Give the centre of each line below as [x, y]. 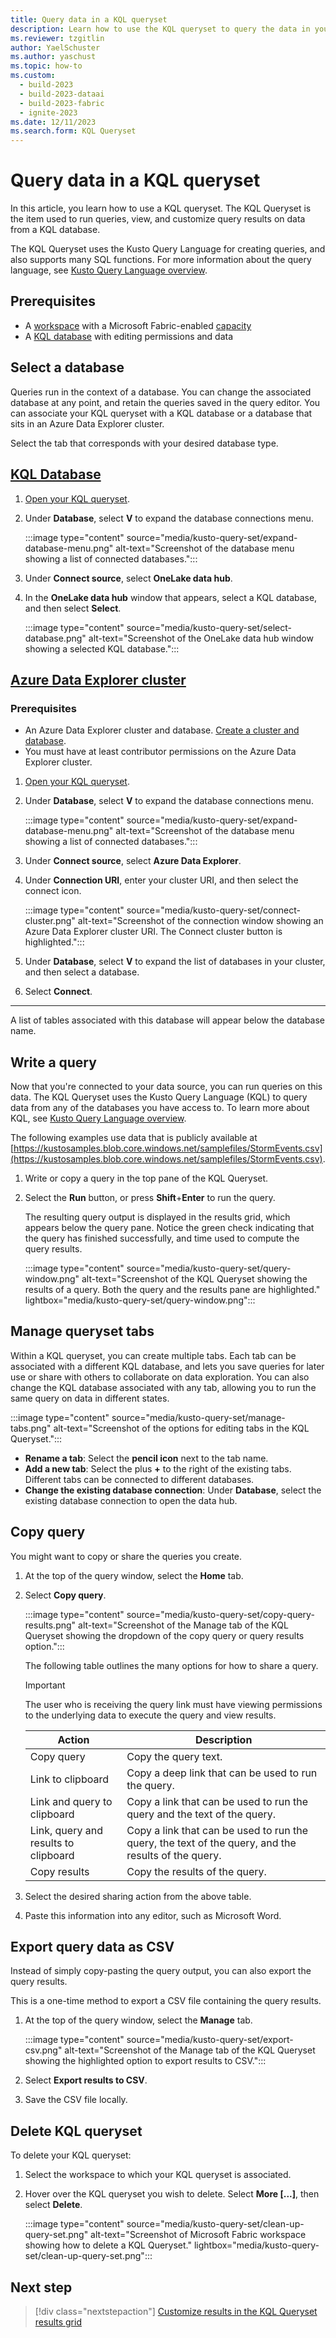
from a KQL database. [55, 230]
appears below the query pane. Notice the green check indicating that [169, 1227]
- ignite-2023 [48, 112]
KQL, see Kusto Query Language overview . [98, 1118]
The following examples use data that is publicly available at [134, 1137]
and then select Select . [73, 608]
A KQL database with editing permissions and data [129, 336]
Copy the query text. [174, 1756]
